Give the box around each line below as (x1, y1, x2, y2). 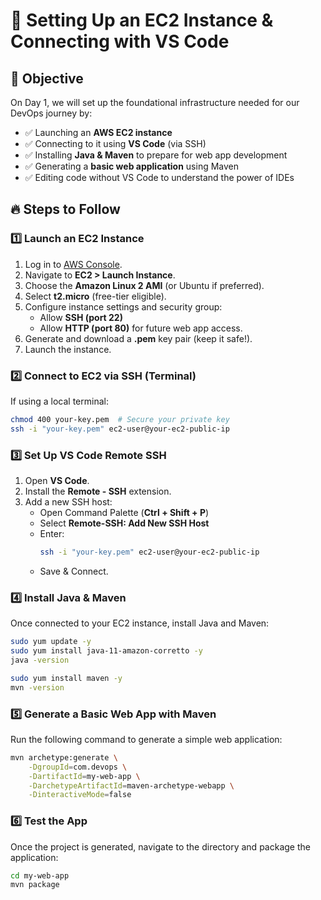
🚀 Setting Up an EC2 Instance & (10, 9, 274, 32)
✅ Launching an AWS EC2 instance (24, 127, 173, 138)
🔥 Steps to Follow (10, 201, 121, 218)
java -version (10, 655, 70, 665)
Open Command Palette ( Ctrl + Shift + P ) (39, 507, 210, 519)
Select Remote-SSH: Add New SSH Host (39, 517, 210, 529)
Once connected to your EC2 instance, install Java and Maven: (10, 617, 270, 629)
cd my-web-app (10, 870, 70, 881)
